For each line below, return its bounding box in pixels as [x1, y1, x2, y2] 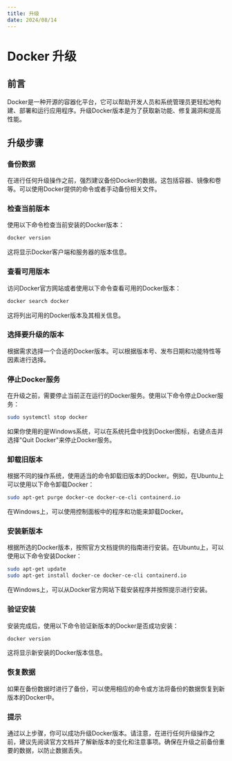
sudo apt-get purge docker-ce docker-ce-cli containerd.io [7, 494, 181, 501]
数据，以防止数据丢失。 [19, 746, 86, 754]
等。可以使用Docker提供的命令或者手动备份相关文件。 [7, 185, 161, 193]
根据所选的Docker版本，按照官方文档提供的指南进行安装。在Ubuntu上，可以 [7, 543, 224, 552]
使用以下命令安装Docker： [7, 552, 83, 560]
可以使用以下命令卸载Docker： [7, 480, 95, 488]
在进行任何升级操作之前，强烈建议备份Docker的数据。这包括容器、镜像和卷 [7, 177, 222, 185]
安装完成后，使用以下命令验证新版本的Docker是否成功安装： [7, 622, 180, 630]
